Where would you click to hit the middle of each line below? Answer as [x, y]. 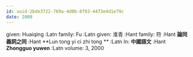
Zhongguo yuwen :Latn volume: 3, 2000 [55, 48]
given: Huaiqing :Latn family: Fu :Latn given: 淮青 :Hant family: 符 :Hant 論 [94, 34]
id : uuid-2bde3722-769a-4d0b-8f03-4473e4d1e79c [65, 11]
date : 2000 [19, 17]
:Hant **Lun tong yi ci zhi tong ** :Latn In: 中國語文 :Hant [97, 41]
